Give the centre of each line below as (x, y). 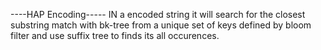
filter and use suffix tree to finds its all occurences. (115, 35)
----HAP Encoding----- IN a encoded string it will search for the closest (158, 14)
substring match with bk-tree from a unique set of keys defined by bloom (161, 25)
